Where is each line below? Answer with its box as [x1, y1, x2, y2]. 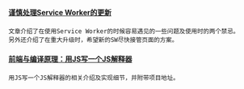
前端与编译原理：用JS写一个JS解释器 [8, 53, 133, 64]
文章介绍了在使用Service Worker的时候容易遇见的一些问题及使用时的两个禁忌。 [8, 28, 240, 36]
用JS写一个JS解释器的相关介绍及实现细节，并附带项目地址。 [8, 74, 179, 83]
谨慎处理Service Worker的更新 [8, 7, 111, 17]
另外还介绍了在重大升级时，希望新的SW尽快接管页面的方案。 [8, 36, 179, 44]
